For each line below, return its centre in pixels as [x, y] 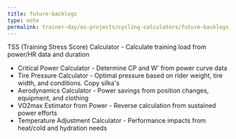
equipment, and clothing [53, 98]
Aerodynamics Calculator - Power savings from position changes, [113, 91]
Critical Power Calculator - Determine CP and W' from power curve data [122, 68]
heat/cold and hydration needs [62, 128]
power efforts [37, 113]
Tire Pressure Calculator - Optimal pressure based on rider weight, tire [120, 75]
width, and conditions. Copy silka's [69, 83]
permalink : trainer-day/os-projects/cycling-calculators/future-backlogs [118, 27]
